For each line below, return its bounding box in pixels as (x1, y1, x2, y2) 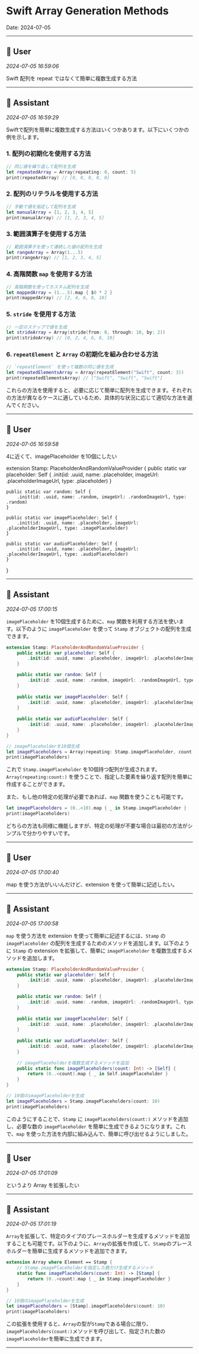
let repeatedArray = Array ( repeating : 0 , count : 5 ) (6, 169, 136, 175)
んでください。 (6, 401, 43, 409)
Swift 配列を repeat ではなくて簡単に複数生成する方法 (6, 74, 137, 81)
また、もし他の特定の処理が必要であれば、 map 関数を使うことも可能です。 (6, 793, 187, 800)
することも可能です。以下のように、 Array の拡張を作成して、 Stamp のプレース (6, 1240, 192, 1247)
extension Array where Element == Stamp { (6, 1259, 113, 1265)
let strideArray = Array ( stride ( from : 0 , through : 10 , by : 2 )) (6, 329, 166, 335)
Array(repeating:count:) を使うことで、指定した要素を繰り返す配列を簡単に (6, 773, 193, 780)
